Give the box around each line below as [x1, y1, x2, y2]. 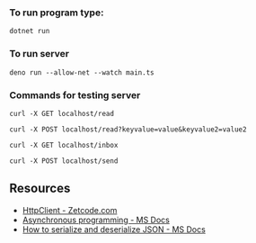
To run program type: [9, 6, 104, 19]
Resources [9, 181, 71, 196]
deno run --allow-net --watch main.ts [9, 67, 154, 77]
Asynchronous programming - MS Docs [22, 214, 171, 225]
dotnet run [9, 27, 50, 36]
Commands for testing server [9, 88, 141, 101]
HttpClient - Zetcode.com [22, 204, 118, 215]
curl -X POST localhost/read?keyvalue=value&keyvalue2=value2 [9, 124, 247, 134]
